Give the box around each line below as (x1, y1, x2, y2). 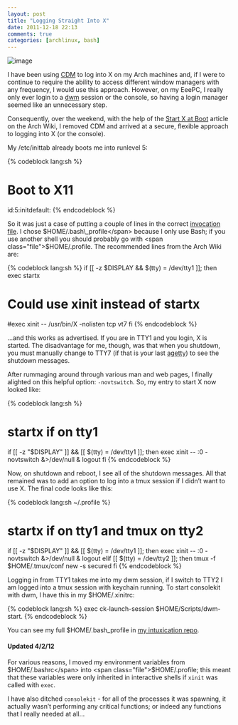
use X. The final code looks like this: (7, 484, 113, 493)
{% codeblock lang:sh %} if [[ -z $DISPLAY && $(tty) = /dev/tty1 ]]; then (7, 264, 217, 272)
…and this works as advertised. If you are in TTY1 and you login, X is (7, 334, 207, 342)
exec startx (7, 272, 40, 280)
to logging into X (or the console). (7, 130, 106, 138)
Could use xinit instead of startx (7, 297, 200, 312)
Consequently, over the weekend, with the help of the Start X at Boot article (7, 115, 229, 123)
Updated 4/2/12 (7, 642, 55, 651)
